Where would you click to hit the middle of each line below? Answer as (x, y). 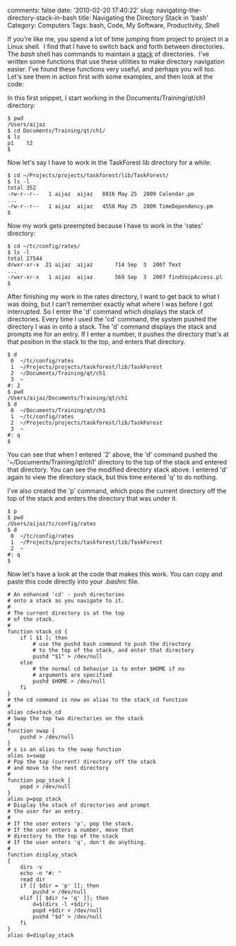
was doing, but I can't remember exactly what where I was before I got (110, 304)
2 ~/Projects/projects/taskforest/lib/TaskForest (86, 423)
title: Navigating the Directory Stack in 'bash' (143, 18)
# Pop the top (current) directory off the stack (82, 762)
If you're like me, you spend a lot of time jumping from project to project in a (118, 39)
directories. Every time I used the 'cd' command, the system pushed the (112, 319)
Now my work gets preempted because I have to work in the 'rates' (105, 226)
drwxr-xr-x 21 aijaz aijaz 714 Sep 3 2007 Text (94, 265)
